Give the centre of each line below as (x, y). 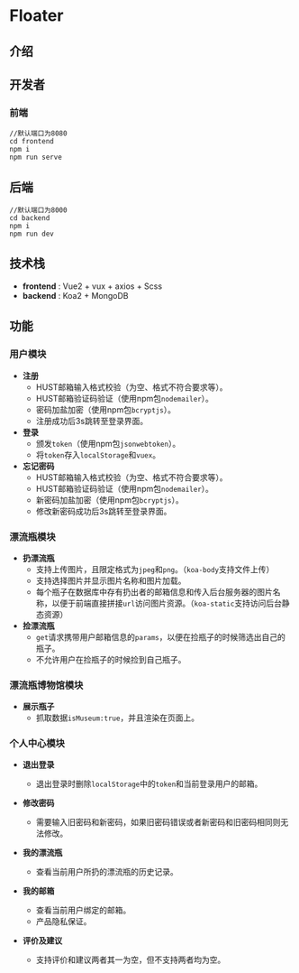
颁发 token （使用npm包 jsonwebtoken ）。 (108, 443)
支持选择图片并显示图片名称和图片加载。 (111, 580)
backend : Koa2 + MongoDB (75, 295)
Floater (36, 16)
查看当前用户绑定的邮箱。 (83, 910)
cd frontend (32, 142)
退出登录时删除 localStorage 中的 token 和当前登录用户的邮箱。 (149, 784)
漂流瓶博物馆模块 (46, 685)
